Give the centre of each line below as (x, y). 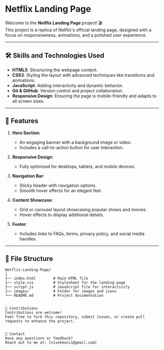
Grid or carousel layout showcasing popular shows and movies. (83, 209)
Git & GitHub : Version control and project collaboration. (68, 90)
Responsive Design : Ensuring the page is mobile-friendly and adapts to (84, 96)
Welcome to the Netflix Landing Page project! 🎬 (54, 22)
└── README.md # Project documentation (54, 296)
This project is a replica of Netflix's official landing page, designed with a (78, 30)
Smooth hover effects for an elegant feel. (61, 190)
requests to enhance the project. (40, 321)
